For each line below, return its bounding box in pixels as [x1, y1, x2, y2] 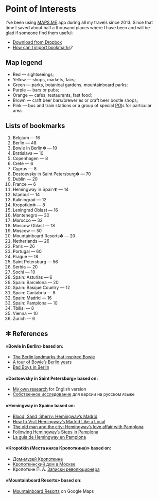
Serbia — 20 [12, 264, 38, 269]
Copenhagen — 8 [12, 155, 48, 161]
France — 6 [12, 181, 36, 187]
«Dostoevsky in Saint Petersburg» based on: [5, 375, 98, 381]
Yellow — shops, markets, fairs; [12, 76, 76, 82]
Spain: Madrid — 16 [12, 295, 52, 301]
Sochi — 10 [12, 269, 35, 275]
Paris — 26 [12, 243, 35, 249]
